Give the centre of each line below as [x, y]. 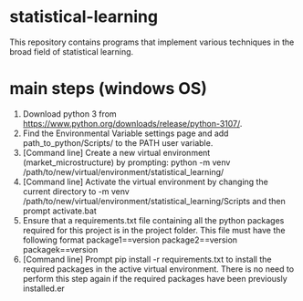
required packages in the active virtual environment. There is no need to [158, 269]
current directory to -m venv [76, 191]
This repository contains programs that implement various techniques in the [152, 42]
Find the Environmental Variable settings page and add [125, 133]
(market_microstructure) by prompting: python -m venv [126, 162]
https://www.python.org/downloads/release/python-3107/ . [132, 123]
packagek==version [60, 249]
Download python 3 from [69, 114]
